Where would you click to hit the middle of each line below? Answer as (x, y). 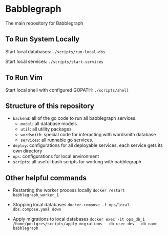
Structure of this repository (50, 106)
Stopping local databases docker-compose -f (60, 205)
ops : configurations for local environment (56, 156)
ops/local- (120, 205)
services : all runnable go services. (57, 140)
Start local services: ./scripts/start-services (55, 61)
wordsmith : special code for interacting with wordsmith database (88, 135)
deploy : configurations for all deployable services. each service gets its (88, 145)
